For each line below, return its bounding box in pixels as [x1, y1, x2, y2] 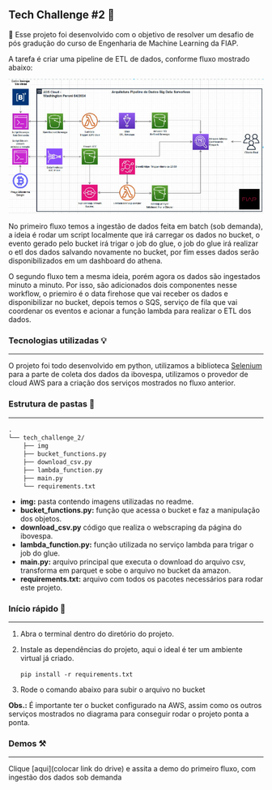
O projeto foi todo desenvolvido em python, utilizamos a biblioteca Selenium [8, 361, 262, 371]
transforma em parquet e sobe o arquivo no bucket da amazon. [19, 565, 232, 575]
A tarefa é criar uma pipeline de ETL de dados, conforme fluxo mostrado [8, 54, 250, 63]
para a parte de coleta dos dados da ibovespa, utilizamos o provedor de [8, 370, 249, 380]
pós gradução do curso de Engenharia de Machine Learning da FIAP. [8, 38, 239, 48]
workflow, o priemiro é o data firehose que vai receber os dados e [8, 289, 228, 298]
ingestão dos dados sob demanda [8, 772, 122, 783]
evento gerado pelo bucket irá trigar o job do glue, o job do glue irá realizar [8, 238, 259, 248]
